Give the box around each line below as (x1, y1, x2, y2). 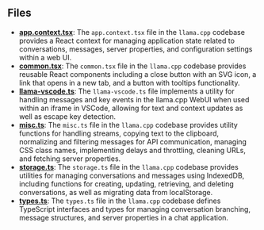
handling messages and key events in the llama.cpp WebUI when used (18, 94, 250, 104)
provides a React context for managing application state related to (18, 36, 235, 45)
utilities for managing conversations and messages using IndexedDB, (18, 171, 245, 180)
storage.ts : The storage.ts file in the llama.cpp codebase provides (18, 162, 239, 171)
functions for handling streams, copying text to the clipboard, (18, 128, 220, 138)
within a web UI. (18, 52, 72, 62)
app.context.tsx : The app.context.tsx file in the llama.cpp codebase (18, 27, 245, 36)
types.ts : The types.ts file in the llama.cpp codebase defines (18, 196, 221, 205)
